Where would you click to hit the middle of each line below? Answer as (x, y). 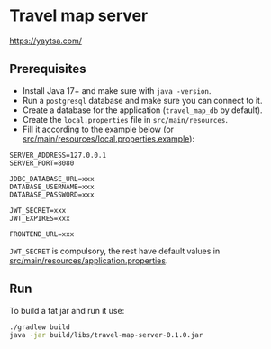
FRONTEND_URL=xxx (42, 234)
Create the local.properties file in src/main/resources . (125, 119)
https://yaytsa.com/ (46, 41)
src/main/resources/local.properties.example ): (108, 138)
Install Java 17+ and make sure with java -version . (117, 90)
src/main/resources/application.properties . (89, 260)
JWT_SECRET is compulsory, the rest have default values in (115, 251)
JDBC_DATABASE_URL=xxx (52, 179)
